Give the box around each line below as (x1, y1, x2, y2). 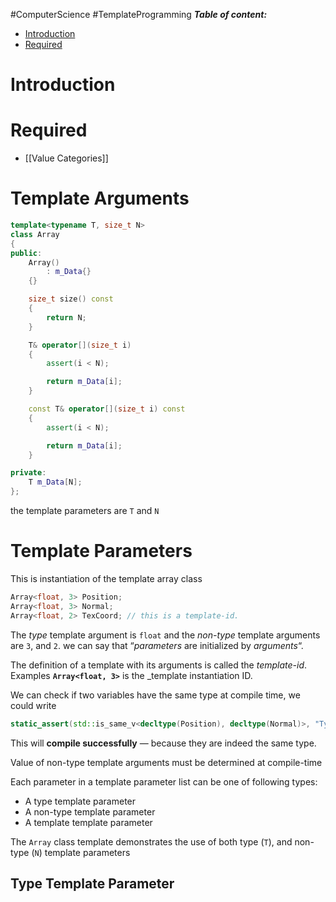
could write (10, 699, 57, 711)
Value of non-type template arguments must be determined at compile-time (10, 756, 323, 768)
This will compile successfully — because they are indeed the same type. (10, 737, 317, 749)
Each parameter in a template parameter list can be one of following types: (10, 775, 318, 788)
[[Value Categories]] (24, 152, 109, 164)
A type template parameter (24, 795, 137, 807)
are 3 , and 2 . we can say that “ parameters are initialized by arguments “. (10, 639, 304, 651)
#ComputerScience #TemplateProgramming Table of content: (10, 9, 268, 20)
